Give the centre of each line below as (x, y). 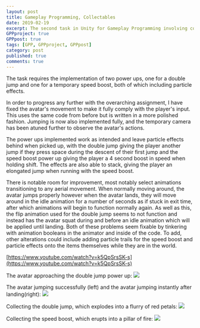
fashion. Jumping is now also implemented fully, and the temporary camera (99, 121)
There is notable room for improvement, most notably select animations (94, 182)
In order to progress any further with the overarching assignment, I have (95, 102)
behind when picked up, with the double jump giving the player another (93, 146)
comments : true (25, 61)
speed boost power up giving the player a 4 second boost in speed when (96, 158)
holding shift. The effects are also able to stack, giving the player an (89, 165)
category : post (25, 51)
